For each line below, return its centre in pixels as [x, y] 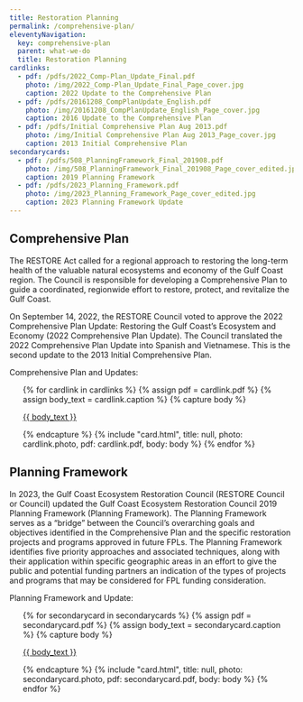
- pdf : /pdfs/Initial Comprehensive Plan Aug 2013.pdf [123, 127]
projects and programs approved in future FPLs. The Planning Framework [146, 541]
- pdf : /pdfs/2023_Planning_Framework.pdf [98, 186]
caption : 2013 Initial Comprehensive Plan [106, 143]
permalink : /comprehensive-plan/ [72, 26]
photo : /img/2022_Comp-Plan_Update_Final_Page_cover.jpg [135, 85]
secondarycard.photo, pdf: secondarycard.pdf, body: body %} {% [145, 679]
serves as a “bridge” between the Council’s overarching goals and [132, 522]
